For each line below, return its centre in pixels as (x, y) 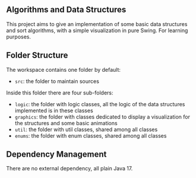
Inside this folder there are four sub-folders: (60, 93)
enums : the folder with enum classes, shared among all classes (91, 135)
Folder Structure (37, 55)
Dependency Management (56, 155)
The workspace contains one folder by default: (63, 69)
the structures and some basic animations (66, 123)
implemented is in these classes (54, 110)
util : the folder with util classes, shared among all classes (86, 129)
